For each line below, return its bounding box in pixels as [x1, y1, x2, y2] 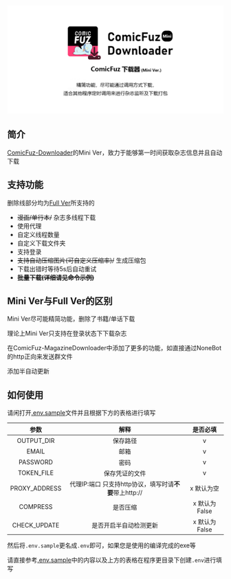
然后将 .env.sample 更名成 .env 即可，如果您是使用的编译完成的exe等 [7, 541, 196, 549]
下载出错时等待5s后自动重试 [16, 264, 97, 273]
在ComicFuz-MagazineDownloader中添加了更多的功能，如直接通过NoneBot [7, 344, 222, 352]
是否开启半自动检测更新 [91, 521, 158, 529]
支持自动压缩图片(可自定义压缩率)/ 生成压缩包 [16, 256, 146, 264]
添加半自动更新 [7, 367, 49, 376]
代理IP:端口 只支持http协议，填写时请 [69, 480, 174, 488]
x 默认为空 [190, 484, 219, 492]
